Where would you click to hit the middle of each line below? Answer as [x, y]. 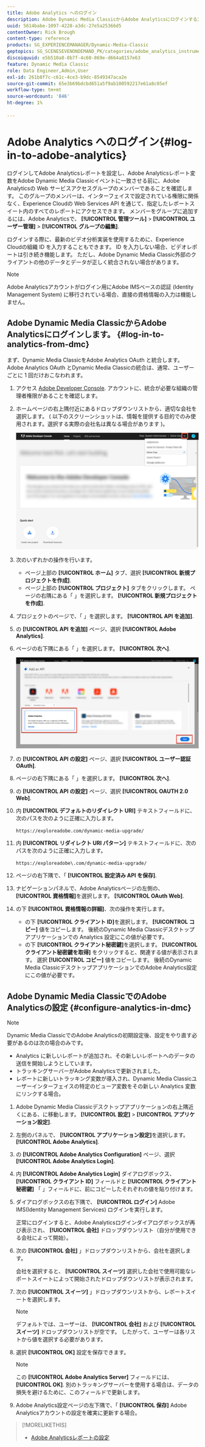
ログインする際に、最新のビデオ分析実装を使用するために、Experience [96, 239]
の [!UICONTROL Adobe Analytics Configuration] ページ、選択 [95, 1155]
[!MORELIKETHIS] [44, 1425]
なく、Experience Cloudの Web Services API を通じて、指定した [88, 203]
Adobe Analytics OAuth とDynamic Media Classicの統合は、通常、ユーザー [101, 367]
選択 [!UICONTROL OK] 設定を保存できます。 [72, 1353]
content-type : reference [38, 39]
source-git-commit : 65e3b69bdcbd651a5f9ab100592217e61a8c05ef [87, 83]
